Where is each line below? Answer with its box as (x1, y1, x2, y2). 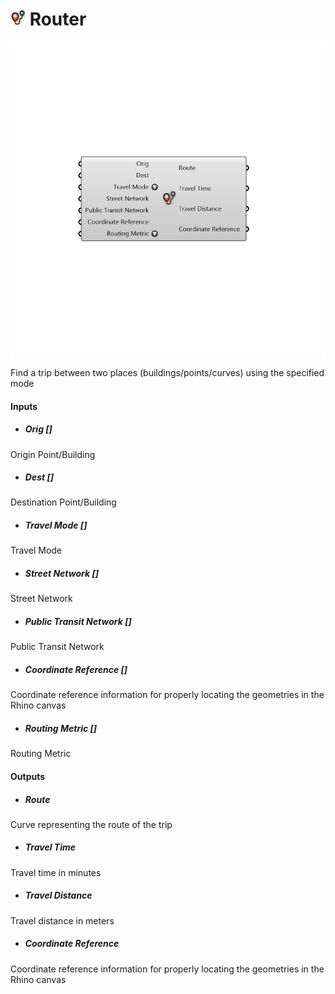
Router (29, 8, 87, 31)
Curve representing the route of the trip (10, 818, 173, 830)
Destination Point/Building (10, 496, 117, 508)
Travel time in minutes (10, 866, 102, 878)
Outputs (10, 770, 46, 782)
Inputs (10, 400, 38, 412)
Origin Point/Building (10, 448, 96, 460)
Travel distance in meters (10, 914, 115, 927)
